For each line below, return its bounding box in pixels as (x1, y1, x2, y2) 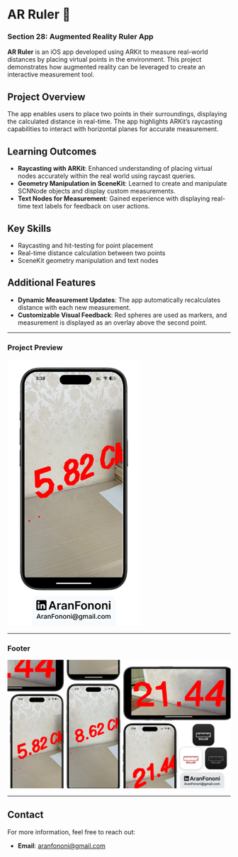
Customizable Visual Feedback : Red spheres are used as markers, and (17, 310, 227, 319)
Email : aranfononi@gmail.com (17, 841, 106, 850)
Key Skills (7, 223, 52, 235)
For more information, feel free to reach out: (7, 827, 136, 836)
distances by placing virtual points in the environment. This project (7, 55, 202, 64)
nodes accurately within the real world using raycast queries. (17, 172, 196, 180)
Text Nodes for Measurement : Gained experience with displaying (17, 194, 210, 203)
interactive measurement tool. (7, 70, 95, 79)
